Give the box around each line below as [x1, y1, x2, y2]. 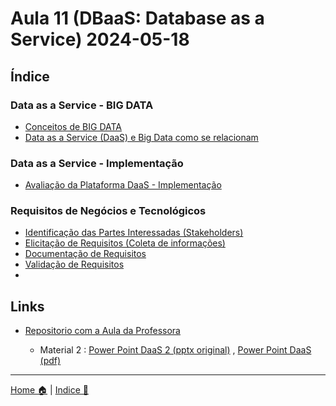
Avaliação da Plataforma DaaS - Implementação [24, 179, 222, 191]
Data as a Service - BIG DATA [10, 98, 154, 112]
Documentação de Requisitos [24, 248, 147, 260]
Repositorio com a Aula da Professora [24, 325, 181, 337]
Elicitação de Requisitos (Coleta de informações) [24, 237, 226, 249]
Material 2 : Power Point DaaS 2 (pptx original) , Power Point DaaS [39, 344, 312, 356]
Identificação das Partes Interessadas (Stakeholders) [24, 227, 244, 239]
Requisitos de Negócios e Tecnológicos [10, 204, 207, 218]
